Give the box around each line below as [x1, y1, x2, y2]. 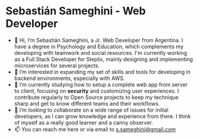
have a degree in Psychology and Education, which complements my [14, 43, 184, 50]
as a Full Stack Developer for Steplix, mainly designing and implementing [14, 55, 193, 63]
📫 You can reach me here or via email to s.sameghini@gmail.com [14, 125, 176, 132]
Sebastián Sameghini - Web [5, 4, 146, 18]
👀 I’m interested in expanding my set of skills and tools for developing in [14, 68, 191, 75]
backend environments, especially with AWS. [14, 75, 125, 82]
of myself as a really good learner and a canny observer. [14, 119, 153, 126]
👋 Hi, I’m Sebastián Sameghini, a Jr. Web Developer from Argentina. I [14, 36, 184, 44]
